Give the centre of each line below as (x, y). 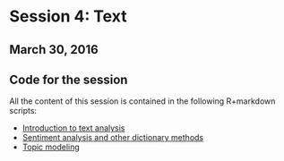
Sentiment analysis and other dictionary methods (113, 138)
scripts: (23, 111)
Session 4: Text (68, 17)
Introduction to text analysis (73, 128)
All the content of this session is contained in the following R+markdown (142, 101)
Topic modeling (51, 147)
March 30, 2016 (54, 50)
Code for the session (69, 79)
